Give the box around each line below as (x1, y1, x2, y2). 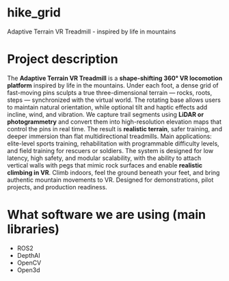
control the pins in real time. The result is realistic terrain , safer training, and (7, 124, 222, 133)
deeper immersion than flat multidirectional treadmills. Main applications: (7, 132, 212, 140)
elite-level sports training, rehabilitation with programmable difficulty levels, (7, 139, 220, 148)
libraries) (7, 222, 60, 237)
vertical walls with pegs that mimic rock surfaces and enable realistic (7, 161, 203, 169)
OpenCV (16, 258, 42, 267)
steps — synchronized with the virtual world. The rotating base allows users (7, 96, 221, 104)
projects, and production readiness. (7, 183, 107, 191)
